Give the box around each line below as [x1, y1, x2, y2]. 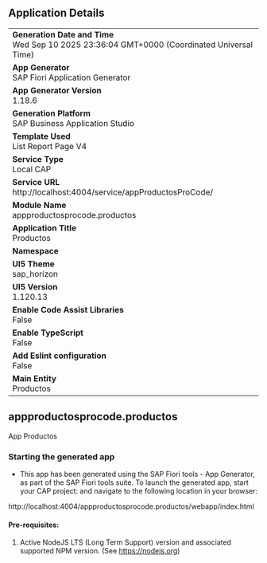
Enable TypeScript [12, 327, 83, 338]
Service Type [12, 153, 64, 164]
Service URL [12, 176, 60, 187]
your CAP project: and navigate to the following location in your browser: [19, 486, 258, 495]
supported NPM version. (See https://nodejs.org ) [19, 546, 180, 556]
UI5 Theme [12, 258, 56, 270]
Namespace [12, 245, 60, 256]
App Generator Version [12, 85, 102, 96]
